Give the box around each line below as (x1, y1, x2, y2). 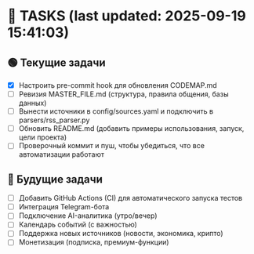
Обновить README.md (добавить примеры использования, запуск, (18, 124, 245, 133)
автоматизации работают (18, 150, 105, 159)
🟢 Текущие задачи (7, 56, 106, 69)
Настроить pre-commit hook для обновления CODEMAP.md (18, 81, 217, 89)
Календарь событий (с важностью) (18, 220, 138, 230)
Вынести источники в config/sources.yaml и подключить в (18, 107, 213, 116)
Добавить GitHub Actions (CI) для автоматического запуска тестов (18, 194, 243, 203)
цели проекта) (18, 132, 67, 142)
